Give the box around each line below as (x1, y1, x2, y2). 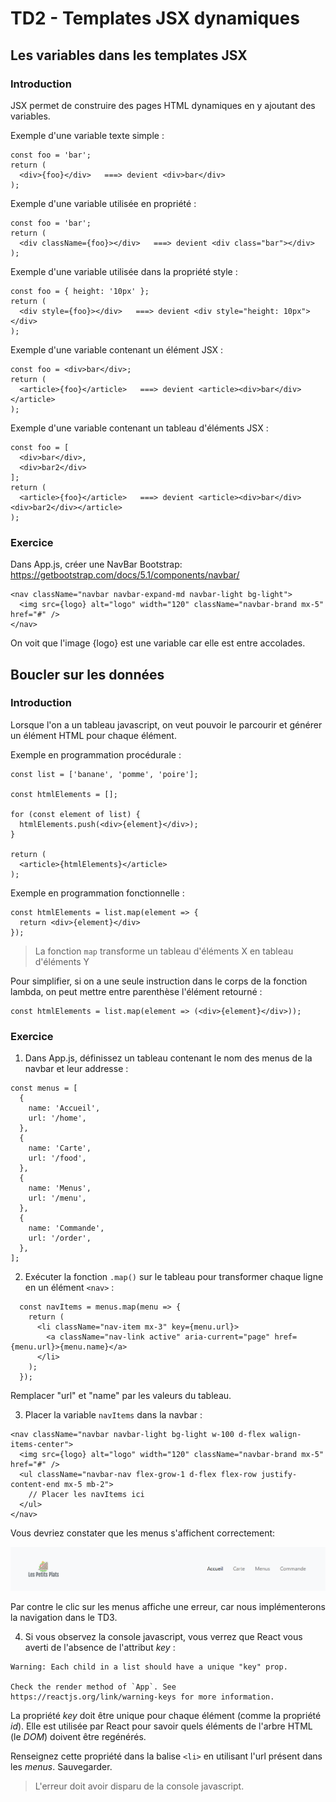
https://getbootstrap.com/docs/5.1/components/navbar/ (10, 569, 240, 581)
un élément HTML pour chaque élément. (10, 729, 177, 741)
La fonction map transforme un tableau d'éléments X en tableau (34, 945, 294, 957)
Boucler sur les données (10, 666, 165, 683)
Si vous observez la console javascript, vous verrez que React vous (24, 1630, 303, 1642)
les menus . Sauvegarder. (10, 1760, 113, 1772)
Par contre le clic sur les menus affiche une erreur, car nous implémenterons (10, 1600, 326, 1612)
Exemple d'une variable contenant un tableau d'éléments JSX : (10, 422, 269, 434)
